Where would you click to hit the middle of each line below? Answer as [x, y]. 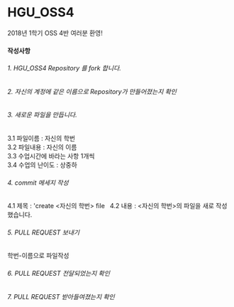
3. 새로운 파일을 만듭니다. [42, 115]
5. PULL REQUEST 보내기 [44, 232]
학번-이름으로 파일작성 [38, 256]
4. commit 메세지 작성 [38, 183]
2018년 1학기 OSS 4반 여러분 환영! [55, 33]
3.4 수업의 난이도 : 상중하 [43, 165]
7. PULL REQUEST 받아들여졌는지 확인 [61, 296]
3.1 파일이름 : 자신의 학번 [41, 138]
